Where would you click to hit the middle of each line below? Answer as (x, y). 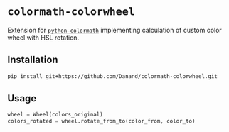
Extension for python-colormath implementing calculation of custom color (114, 30)
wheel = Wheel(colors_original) (55, 115)
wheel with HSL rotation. (43, 38)
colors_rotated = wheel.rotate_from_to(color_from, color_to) (101, 121)
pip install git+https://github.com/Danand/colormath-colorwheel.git (113, 76)
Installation (33, 60)
